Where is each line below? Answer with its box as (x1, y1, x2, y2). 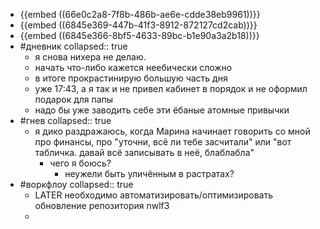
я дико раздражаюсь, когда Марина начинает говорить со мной (34, 125, 311, 137)
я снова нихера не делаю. (34, 51, 147, 63)
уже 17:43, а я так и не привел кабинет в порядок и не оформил (34, 83, 308, 94)
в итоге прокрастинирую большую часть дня (34, 72, 228, 84)
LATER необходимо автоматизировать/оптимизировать (34, 189, 274, 201)
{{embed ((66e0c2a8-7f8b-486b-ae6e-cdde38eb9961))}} (19, 9, 261, 20)
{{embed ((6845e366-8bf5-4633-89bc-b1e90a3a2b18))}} (19, 30, 260, 41)
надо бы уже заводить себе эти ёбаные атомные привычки (34, 104, 290, 116)
